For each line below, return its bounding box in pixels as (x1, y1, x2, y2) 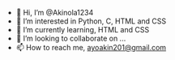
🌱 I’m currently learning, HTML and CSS (15, 25, 150, 34)
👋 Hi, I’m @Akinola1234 (15, 8, 94, 17)
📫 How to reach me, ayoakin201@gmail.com (15, 43, 167, 52)
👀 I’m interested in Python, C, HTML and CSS (15, 16, 167, 26)
